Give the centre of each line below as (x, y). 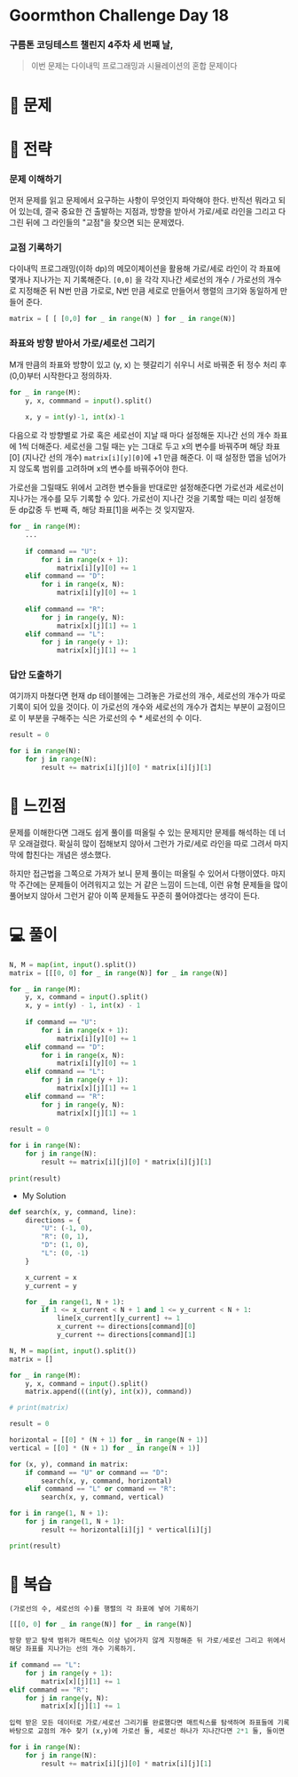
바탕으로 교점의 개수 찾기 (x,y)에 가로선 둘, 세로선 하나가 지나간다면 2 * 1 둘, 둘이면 (147, 1731)
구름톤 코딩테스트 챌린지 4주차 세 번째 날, (91, 45)
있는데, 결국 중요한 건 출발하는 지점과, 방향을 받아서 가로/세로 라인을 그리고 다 (152, 212)
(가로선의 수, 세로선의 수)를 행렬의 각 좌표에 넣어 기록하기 (104, 1609)
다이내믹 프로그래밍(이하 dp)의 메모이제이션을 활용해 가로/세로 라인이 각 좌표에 (145, 268)
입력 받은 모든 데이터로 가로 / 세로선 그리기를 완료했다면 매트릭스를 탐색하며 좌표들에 (141, 1723)
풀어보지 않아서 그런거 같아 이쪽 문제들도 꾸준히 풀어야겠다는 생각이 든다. (134, 895)
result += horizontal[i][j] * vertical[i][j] (127, 1530)
